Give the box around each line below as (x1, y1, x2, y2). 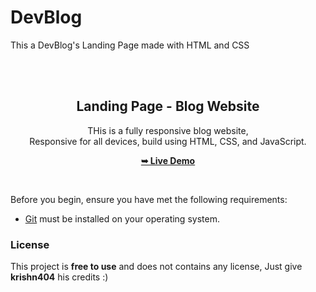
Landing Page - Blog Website (76, 98, 260, 115)
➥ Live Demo (140, 154, 196, 166)
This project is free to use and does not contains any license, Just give (10, 261, 303, 273)
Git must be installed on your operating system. (24, 212, 220, 225)
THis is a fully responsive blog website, (87, 124, 249, 136)
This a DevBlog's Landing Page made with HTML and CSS (10, 39, 250, 51)
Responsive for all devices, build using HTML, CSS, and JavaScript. (29, 135, 307, 147)
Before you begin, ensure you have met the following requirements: (10, 193, 288, 205)
